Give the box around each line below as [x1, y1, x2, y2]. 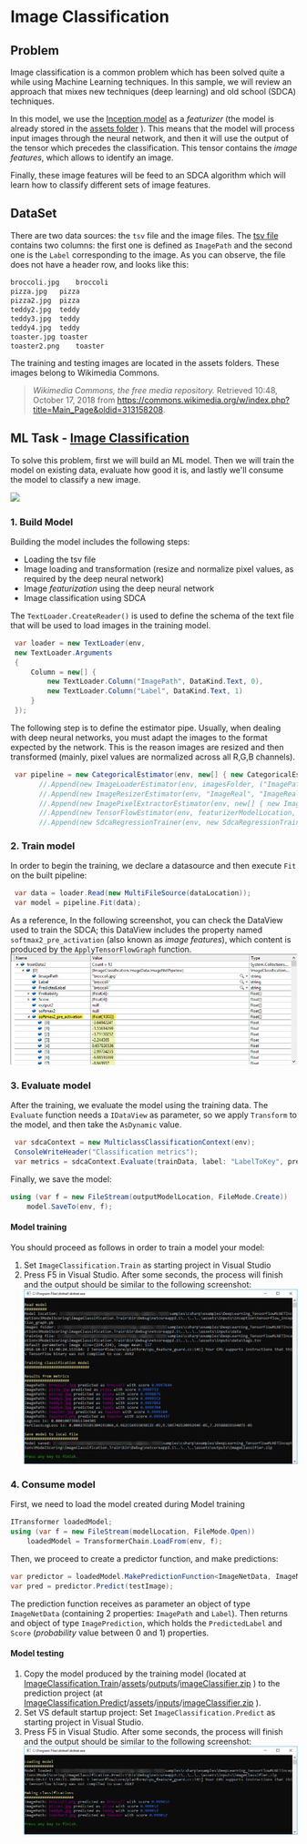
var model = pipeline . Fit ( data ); [14, 899, 142, 908]
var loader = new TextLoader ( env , [14, 638, 146, 647]
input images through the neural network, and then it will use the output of [10, 133, 290, 143]
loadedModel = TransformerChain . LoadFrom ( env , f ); [26, 1536, 223, 1545]
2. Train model [10, 840, 76, 852]
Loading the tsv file [23, 554, 97, 565]
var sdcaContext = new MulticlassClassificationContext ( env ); [14, 1138, 256, 1147]
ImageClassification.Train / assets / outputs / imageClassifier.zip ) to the [23, 1677, 281, 1688]
